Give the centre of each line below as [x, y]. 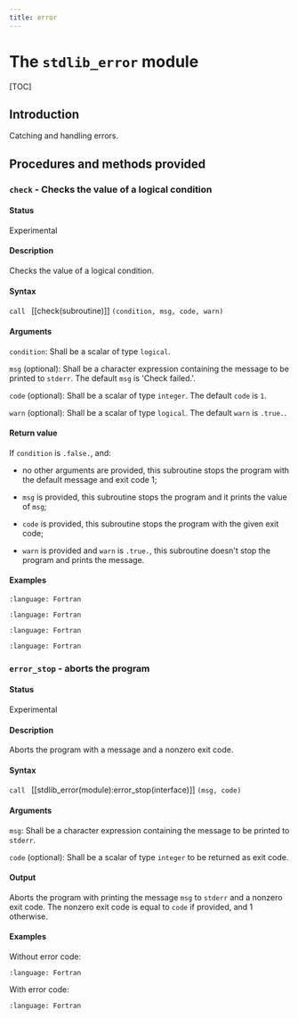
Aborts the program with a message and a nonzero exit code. [121, 750]
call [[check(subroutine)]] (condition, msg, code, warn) [117, 311]
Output [23, 878]
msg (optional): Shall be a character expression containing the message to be [149, 369]
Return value [33, 433]
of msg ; [34, 506]
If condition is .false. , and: [60, 452]
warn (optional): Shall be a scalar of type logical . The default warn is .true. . [148, 412]
